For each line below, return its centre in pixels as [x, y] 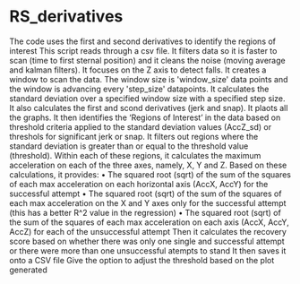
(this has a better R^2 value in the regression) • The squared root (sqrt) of [146, 212]
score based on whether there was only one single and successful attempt [147, 241]
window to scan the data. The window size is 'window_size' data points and [149, 79]
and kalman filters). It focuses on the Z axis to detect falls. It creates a [138, 70]
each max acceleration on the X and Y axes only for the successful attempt [148, 202]
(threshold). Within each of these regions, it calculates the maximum [135, 155]
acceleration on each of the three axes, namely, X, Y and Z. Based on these [148, 165]
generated [28, 270]
